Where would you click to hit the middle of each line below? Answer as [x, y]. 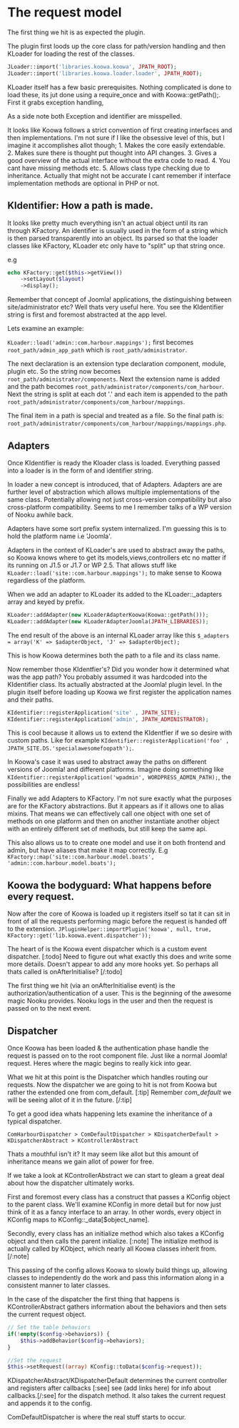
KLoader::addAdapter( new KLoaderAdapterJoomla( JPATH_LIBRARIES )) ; [108, 621]
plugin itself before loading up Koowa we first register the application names [119, 692]
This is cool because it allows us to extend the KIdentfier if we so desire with [120, 733]
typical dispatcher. [35, 1121]
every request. [41, 897]
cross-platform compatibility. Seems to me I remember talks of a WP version [119, 507]
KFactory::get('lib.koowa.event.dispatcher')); [80, 936]
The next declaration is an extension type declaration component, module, [117, 364]
